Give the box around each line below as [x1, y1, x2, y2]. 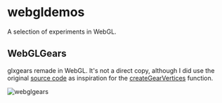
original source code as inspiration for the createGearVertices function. [7, 74, 214, 82]
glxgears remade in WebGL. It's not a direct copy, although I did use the [7, 66, 215, 74]
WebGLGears [7, 48, 67, 60]
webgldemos [7, 4, 85, 20]
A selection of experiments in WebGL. [7, 27, 117, 36]
